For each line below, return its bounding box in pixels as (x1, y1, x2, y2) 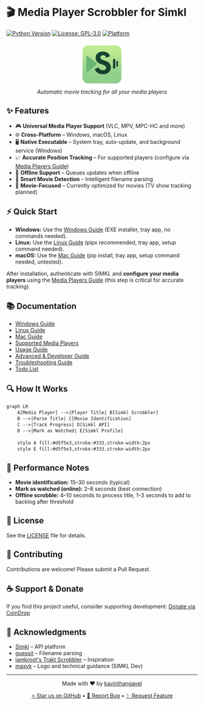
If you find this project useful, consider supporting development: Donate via (6, 603, 195, 610)
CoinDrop (6, 609, 30, 617)
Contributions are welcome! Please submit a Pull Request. (6, 565, 151, 573)
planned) (15, 188, 38, 196)
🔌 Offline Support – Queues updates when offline (15, 169, 140, 176)
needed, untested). (15, 258, 63, 265)
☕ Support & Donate (6, 584, 84, 594)
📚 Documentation (6, 301, 77, 311)
